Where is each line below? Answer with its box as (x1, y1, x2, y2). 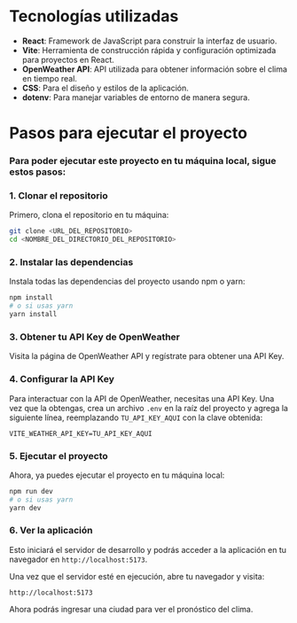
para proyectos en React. (21, 54, 115, 65)
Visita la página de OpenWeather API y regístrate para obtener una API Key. (9, 351, 285, 362)
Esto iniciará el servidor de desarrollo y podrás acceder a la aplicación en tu (9, 544, 286, 555)
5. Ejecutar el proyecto (9, 449, 108, 462)
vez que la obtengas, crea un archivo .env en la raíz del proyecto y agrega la (9, 402, 288, 413)
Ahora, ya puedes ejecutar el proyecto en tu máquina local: (9, 470, 225, 480)
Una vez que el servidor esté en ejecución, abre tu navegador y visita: (9, 571, 265, 581)
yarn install (9, 310, 58, 319)
